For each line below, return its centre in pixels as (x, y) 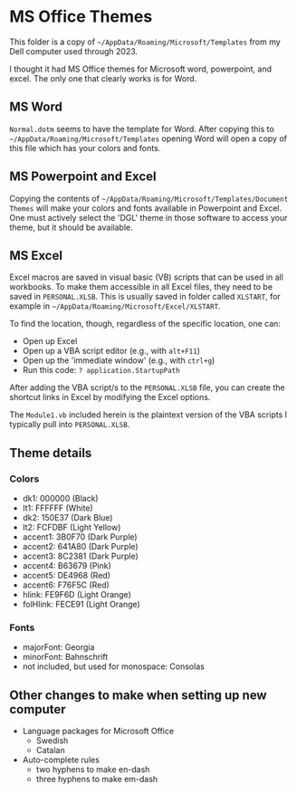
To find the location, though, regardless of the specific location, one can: (145, 324)
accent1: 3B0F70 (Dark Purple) (80, 537)
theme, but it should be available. (71, 227)
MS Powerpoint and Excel (83, 177)
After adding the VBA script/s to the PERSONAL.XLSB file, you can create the (147, 387)
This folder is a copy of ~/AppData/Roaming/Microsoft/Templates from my (145, 42)
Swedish (52, 740)
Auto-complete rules (61, 760)
